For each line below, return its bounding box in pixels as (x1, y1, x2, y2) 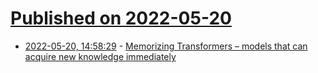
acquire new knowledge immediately (24, 50, 177, 62)
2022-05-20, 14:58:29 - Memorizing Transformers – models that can (24, 40, 308, 52)
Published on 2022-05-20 (10, 7, 232, 30)
